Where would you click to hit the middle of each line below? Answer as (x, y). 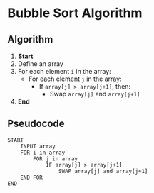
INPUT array (38, 146)
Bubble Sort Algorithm (75, 13)
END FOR (31, 177)
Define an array (41, 64)
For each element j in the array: (75, 79)
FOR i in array (43, 153)
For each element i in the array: (65, 71)
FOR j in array (56, 159)
